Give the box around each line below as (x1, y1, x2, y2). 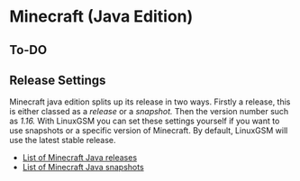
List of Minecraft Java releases (22, 152, 138, 163)
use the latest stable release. (9, 135, 116, 146)
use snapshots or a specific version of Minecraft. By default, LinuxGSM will (9, 125, 288, 136)
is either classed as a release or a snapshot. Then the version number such (9, 106, 289, 117)
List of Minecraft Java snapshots (22, 162, 144, 173)
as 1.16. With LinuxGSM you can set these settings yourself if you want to (9, 115, 280, 127)
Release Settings (9, 72, 106, 87)
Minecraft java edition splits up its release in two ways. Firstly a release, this (9, 96, 291, 107)
